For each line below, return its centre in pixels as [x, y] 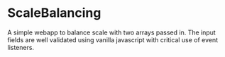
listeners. [21, 47]
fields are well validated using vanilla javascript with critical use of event [113, 39]
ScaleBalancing [54, 13]
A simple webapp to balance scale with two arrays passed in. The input [112, 32]
